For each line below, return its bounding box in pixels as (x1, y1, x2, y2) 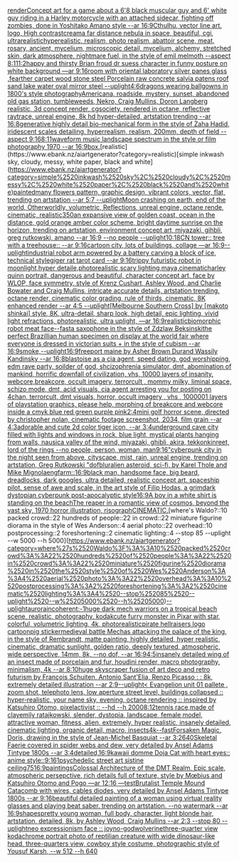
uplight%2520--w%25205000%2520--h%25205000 (7, 597, 165, 605)
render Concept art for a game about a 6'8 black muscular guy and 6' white (7, 6, 228, 14)
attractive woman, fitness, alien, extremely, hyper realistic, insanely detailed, (7, 718, 231, 727)
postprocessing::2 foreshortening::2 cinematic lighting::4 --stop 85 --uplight (7, 529, 231, 537)
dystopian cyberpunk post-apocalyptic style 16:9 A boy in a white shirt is (7, 491, 217, 499)
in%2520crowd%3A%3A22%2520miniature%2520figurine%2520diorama (7, 559, 226, 568)
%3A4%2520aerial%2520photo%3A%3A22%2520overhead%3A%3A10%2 (7, 574, 232, 583)
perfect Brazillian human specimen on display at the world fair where (7, 332, 209, 340)
